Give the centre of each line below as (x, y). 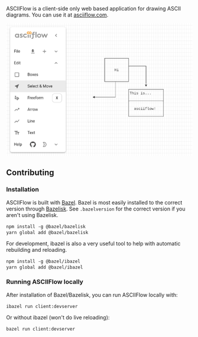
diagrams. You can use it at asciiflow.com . (57, 15)
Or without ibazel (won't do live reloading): (58, 317)
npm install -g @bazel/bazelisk (46, 226)
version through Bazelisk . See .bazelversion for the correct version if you (96, 209)
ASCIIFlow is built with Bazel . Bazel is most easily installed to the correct (94, 202)
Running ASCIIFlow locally (45, 282)
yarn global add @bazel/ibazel (45, 267)
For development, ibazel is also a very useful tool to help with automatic (93, 243)
